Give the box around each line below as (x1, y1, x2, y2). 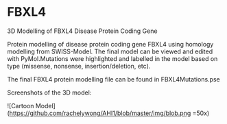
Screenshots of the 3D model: (7, 88, 92, 97)
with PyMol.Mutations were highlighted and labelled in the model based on (7, 54, 218, 62)
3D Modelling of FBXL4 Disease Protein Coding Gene (7, 27, 158, 35)
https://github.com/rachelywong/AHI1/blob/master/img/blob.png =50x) (9, 109, 210, 117)
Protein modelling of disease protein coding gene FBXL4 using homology (7, 40, 214, 48)
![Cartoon (7, 101, 34, 110)
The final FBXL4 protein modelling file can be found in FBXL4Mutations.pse (7, 75, 221, 83)
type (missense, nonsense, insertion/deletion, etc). (7, 62, 151, 70)
